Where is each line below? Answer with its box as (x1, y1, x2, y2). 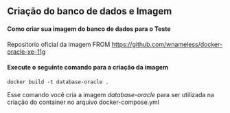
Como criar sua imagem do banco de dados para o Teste (7, 24, 171, 33)
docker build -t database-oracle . (7, 79, 109, 85)
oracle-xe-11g (7, 48, 46, 56)
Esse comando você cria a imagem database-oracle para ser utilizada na (7, 90, 215, 99)
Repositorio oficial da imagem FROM (7, 40, 111, 48)
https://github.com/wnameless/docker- (111, 40, 223, 48)
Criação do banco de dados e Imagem (7, 6, 172, 17)
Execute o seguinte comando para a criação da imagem (7, 63, 168, 72)
